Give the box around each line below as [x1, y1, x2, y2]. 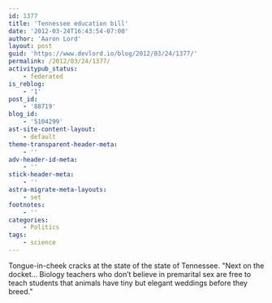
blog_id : [8, 110, 38, 119]
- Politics [23, 223, 60, 232]
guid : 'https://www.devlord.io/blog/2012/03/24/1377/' [8, 50, 198, 58]
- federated [23, 72, 63, 80]
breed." [8, 286, 33, 297]
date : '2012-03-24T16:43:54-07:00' [8, 27, 129, 35]
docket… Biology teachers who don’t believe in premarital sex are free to [8, 269, 252, 279]
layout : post [8, 42, 53, 50]
